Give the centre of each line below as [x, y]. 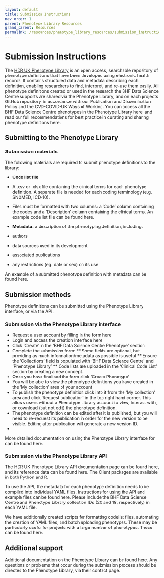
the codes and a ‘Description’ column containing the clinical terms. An [82, 212]
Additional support [34, 548]
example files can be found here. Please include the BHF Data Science [76, 497]
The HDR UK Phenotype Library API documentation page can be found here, [82, 467]
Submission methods [38, 295]
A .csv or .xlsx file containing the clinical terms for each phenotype [79, 186]
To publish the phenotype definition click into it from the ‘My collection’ [83, 392]
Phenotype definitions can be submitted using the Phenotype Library [74, 306]
